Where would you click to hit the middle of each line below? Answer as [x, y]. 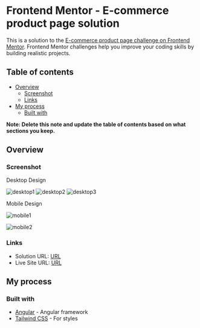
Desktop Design [26, 180]
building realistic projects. [38, 53]
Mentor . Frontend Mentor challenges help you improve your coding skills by [100, 47]
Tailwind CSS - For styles [47, 318]
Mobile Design [24, 204]
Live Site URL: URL [38, 263]
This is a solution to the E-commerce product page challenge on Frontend [98, 40]
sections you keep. [31, 130]
